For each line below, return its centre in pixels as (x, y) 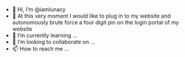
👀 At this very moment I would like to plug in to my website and (91, 16)
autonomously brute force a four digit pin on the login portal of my (96, 22)
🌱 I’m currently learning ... (45, 35)
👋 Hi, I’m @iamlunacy (39, 9)
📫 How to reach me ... (40, 49)
